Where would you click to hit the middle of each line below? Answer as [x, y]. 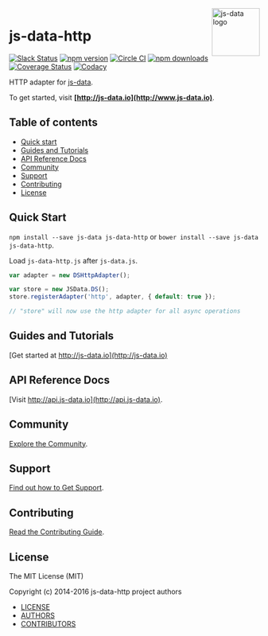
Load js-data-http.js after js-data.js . [74, 260]
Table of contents [53, 123]
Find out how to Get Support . [56, 488]
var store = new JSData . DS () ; [59, 290]
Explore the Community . [49, 443]
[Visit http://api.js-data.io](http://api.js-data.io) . [86, 399]
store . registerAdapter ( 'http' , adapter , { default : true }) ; [113, 297]
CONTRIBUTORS [48, 623]
